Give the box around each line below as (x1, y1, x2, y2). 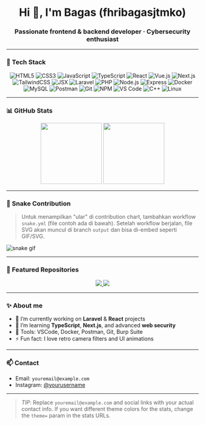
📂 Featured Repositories (6, 265, 79, 274)
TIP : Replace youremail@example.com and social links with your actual (21, 399, 194, 406)
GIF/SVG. (21, 232, 45, 240)
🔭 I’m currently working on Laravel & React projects (15, 315, 145, 322)
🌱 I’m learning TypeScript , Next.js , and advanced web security (15, 321, 176, 329)
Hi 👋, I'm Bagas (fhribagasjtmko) (19, 6, 186, 20)
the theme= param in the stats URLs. (21, 412, 111, 419)
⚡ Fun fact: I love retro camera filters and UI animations (15, 334, 154, 342)
